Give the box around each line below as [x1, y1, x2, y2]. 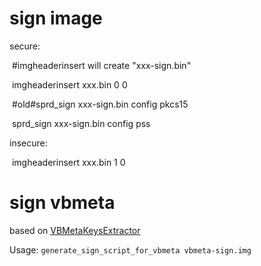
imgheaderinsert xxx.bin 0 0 [11, 78, 128, 91]
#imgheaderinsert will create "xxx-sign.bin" [11, 59, 192, 71]
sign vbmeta [9, 192, 116, 214]
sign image [9, 7, 103, 30]
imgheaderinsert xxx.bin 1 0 [11, 156, 126, 168]
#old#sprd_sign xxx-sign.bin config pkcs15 [11, 98, 189, 110]
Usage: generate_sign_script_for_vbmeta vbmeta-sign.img [9, 243, 252, 256]
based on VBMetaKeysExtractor [9, 224, 141, 236]
